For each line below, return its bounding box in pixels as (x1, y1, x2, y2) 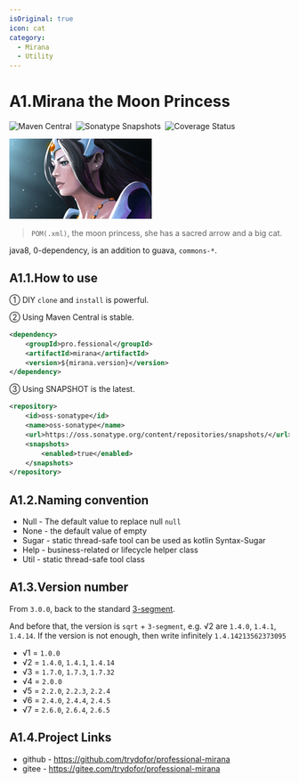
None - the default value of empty (21, 526, 148, 536)
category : (9, 33, 46, 42)
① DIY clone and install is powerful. (9, 294, 149, 305)
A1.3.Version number (9, 580, 129, 595)
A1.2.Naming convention (9, 493, 149, 508)
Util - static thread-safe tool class (21, 554, 145, 565)
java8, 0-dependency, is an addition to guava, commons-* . (9, 245, 218, 256)
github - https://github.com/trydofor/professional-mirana (21, 754, 230, 764)
